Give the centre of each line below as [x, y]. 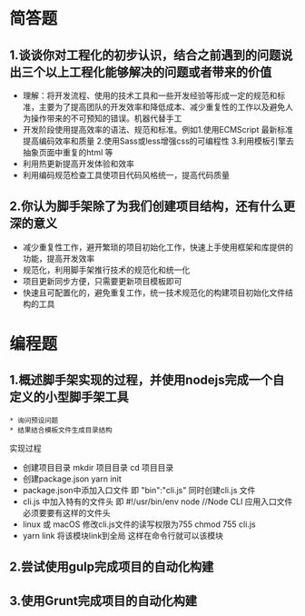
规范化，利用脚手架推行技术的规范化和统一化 [106, 270]
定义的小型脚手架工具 [69, 397]
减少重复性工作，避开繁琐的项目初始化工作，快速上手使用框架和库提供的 [157, 247]
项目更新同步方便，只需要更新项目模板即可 [102, 281]
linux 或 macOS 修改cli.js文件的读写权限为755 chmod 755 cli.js [139, 524]
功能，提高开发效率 [59, 258]
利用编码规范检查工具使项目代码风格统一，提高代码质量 [126, 175]
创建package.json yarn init [72, 479]
